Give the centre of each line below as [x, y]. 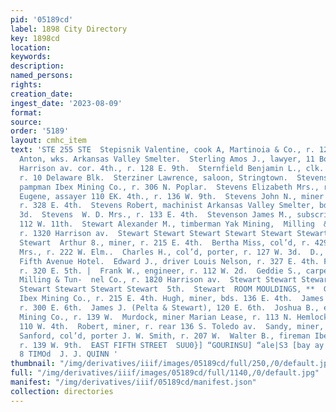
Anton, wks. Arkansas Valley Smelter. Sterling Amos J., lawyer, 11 [167, 159]
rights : [26, 85]
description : [37, 66]
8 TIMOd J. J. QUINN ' [68, 354]
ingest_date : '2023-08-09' [66, 103]
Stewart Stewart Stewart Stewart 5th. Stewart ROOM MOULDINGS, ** [167, 289]
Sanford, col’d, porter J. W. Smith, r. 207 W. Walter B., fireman [165, 336]
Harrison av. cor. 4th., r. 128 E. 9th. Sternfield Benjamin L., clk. [172, 168]
